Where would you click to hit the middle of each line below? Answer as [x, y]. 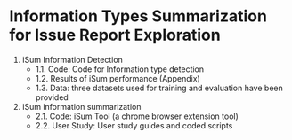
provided [52, 97]
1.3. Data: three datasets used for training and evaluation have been [159, 88]
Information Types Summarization [138, 16]
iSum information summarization [81, 106]
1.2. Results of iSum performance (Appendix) [118, 78]
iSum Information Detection [72, 59]
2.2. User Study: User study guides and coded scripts [134, 125]
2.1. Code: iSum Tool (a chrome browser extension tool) [137, 116]
